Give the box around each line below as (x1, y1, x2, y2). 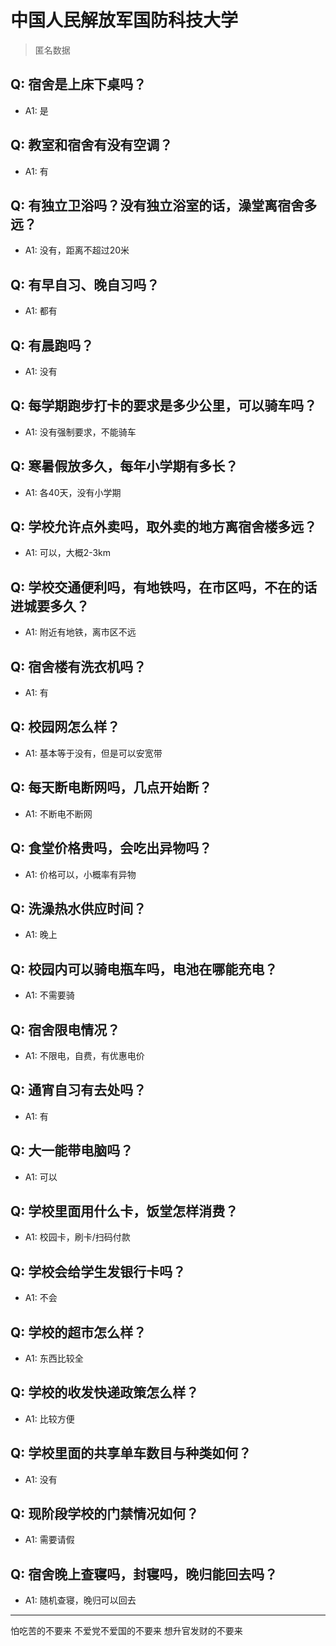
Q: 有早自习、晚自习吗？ (10, 276, 160, 293)
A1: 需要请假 (24, 1534, 75, 1546)
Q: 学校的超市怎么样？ (10, 1324, 147, 1341)
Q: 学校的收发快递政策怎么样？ (10, 1384, 200, 1401)
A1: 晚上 (24, 929, 58, 941)
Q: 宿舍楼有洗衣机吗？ (10, 658, 147, 675)
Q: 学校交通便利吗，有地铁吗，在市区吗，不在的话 (10, 579, 318, 596)
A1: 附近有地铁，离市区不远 (24, 626, 137, 638)
